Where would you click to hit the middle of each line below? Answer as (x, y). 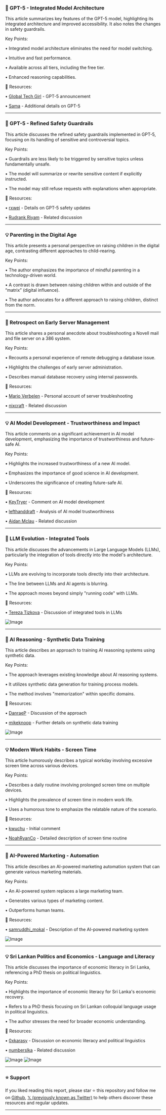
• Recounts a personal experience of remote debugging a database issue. (80, 358)
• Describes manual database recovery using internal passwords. (72, 377)
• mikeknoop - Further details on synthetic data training (62, 723)
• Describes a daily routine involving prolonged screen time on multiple (77, 785)
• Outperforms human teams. (35, 910)
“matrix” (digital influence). (33, 290)
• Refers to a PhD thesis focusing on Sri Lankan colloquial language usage (81, 1006)
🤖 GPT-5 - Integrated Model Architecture (55, 8)
